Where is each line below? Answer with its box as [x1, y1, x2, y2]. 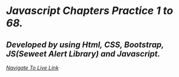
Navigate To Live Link [6, 64, 59, 71]
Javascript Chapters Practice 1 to [6, 4, 174, 17]
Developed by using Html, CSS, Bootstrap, [6, 40, 164, 50]
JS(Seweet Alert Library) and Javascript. [6, 48, 161, 59]
